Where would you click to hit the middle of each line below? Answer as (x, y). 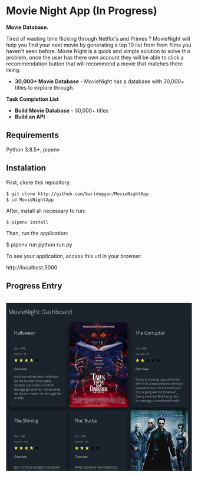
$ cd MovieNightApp (30, 200)
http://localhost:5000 (32, 267)
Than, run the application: (37, 233)
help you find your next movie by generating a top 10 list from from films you (99, 45)
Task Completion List (32, 99)
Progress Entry (34, 286)
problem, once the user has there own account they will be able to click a (95, 57)
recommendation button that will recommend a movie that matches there (95, 64)
